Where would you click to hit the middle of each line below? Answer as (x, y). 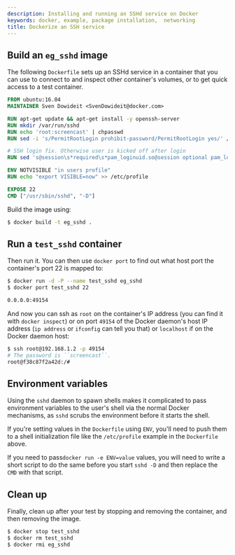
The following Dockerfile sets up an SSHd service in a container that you (113, 72)
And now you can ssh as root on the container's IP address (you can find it (115, 314)
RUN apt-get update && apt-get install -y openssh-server (93, 119)
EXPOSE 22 (22, 189)
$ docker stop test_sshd (43, 532)
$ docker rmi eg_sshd (39, 544)
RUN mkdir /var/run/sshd (43, 125)
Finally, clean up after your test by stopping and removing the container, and (117, 512)
